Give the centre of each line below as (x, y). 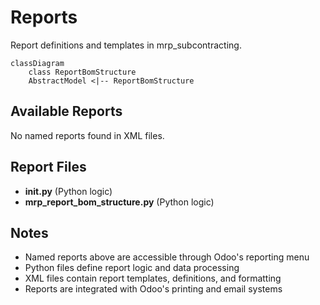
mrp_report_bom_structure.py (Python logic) (119, 202)
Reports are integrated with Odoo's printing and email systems (153, 289)
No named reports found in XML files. (87, 135)
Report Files (48, 167)
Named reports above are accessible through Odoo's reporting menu (167, 257)
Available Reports (66, 111)
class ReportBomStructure (82, 72)
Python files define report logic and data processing (132, 268)
